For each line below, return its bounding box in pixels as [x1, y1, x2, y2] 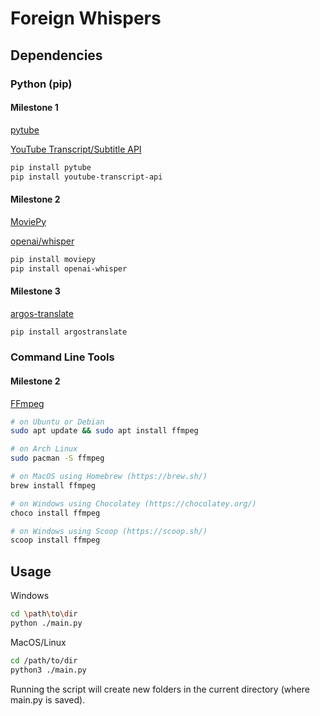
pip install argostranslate [10, 327, 128, 337]
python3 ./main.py [10, 665, 87, 675]
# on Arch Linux [10, 444, 78, 454]
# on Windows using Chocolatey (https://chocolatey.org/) [10, 498, 257, 509]
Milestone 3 [10, 285, 61, 297]
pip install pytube [10, 162, 92, 172]
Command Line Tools [10, 350, 115, 364]
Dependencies [10, 47, 103, 64]
